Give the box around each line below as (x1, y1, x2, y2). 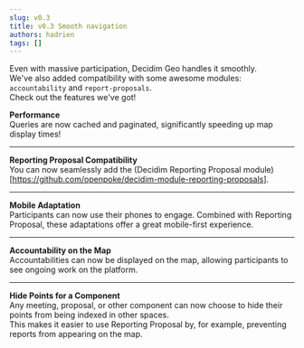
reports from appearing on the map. (9, 329, 143, 340)
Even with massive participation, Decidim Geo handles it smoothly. (9, 63, 258, 74)
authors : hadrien (9, 30, 75, 39)
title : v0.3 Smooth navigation (9, 22, 128, 31)
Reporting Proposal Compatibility (9, 155, 138, 165)
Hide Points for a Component (9, 290, 120, 301)
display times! (9, 128, 62, 140)
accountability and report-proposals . (9, 82, 152, 93)
